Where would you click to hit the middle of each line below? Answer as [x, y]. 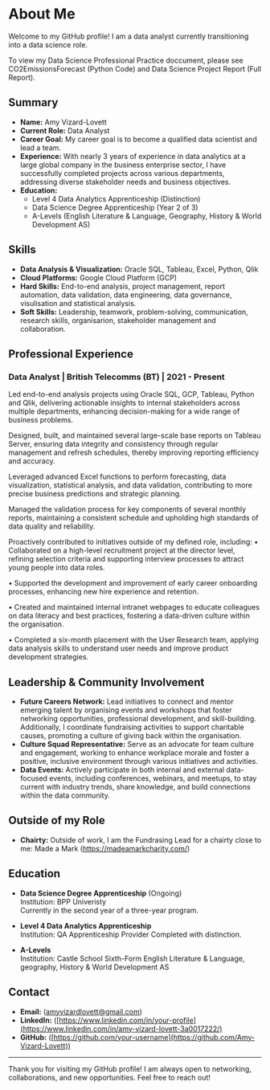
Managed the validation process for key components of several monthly [127, 509]
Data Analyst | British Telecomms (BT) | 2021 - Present [117, 377]
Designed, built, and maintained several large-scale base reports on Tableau [135, 435]
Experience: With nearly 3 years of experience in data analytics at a [133, 156]
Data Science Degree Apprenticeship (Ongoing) [101, 893]
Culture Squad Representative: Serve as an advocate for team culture [137, 745]
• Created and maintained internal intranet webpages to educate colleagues [134, 607]
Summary [33, 102]
